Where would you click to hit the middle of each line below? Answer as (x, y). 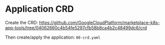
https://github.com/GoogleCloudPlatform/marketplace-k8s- (99, 22)
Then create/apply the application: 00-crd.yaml (53, 37)
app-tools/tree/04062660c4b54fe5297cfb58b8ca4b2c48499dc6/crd (76, 27)
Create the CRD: (22, 22)
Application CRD (39, 9)
